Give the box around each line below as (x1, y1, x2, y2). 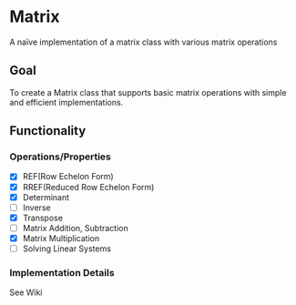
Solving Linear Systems (22, 243, 112, 254)
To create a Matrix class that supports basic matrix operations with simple (9, 86, 287, 97)
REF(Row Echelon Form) (22, 171, 114, 182)
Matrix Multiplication (22, 232, 100, 243)
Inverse (22, 202, 52, 213)
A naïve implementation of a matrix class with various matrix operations (9, 36, 278, 47)
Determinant (22, 191, 70, 202)
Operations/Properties (9, 150, 112, 163)
